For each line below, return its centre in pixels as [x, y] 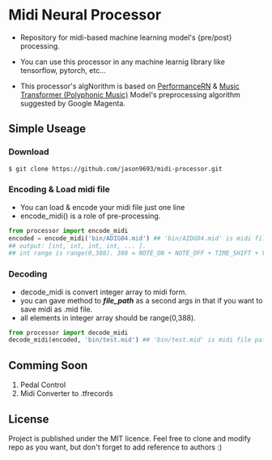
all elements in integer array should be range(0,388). [108, 317]
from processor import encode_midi [68, 230]
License [29, 419]
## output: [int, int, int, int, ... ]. [78, 246]
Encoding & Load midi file [59, 190]
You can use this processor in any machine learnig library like [122, 62]
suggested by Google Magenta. [72, 103]
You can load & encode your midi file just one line [102, 207]
